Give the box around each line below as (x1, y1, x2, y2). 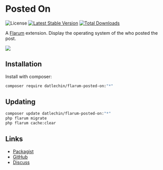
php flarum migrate (5, 116, 47, 121)
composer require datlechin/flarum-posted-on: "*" (5, 83, 114, 89)
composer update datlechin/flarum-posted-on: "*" (5, 111, 111, 116)
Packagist (12, 148, 34, 154)
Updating (5, 98, 36, 107)
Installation (5, 60, 42, 69)
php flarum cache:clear (5, 121, 56, 126)
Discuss (12, 159, 30, 165)
